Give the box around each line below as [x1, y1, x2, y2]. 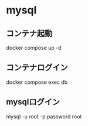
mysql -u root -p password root [6, 113, 82, 120]
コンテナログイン [6, 63, 68, 73]
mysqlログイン [6, 97, 60, 107]
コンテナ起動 [6, 28, 53, 38]
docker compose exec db [6, 79, 68, 86]
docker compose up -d [6, 45, 62, 51]
